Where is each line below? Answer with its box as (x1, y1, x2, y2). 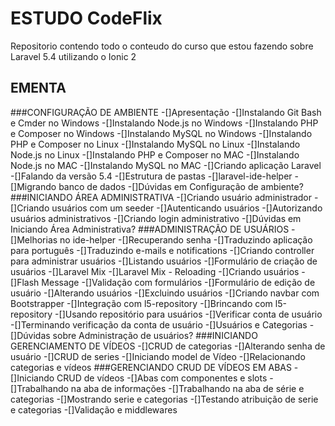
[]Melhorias (10, 233, 58, 246)
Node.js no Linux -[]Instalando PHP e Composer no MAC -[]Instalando (10, 148, 300, 161)
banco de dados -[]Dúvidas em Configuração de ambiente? (58, 180, 304, 192)
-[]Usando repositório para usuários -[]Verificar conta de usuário (54, 308, 323, 320)
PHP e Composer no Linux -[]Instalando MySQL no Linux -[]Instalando (10, 138, 301, 150)
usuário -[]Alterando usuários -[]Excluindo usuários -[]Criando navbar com (10, 287, 320, 299)
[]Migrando (10, 180, 57, 192)
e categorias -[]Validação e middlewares (10, 403, 178, 416)
